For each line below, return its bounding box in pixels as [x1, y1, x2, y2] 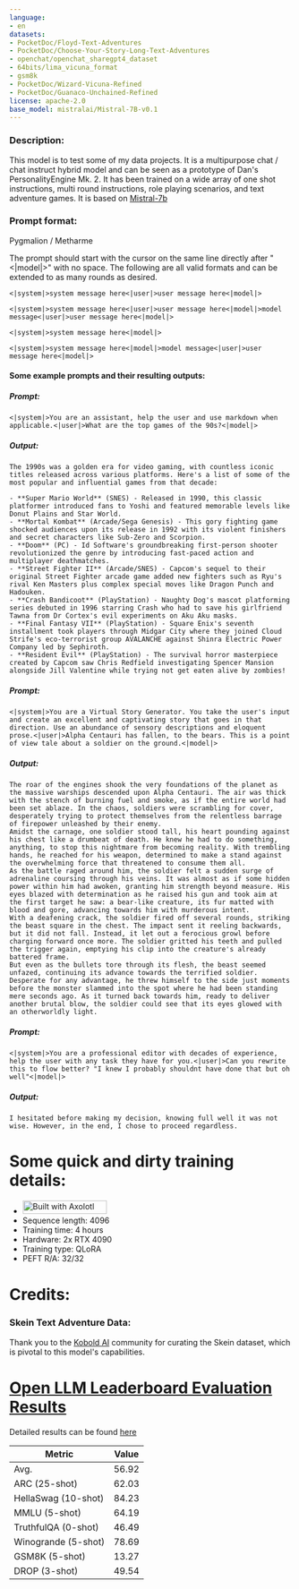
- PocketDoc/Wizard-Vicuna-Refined [9, 80, 142, 89]
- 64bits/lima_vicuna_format [9, 64, 118, 73]
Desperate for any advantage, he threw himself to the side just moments [9, 977, 291, 986]
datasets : [9, 30, 47, 38]
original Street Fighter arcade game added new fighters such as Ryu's [9, 572, 282, 582]
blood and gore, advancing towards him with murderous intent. [9, 906, 251, 915]
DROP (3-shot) [13, 1564, 79, 1576]
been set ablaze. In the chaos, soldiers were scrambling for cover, [9, 804, 275, 813]
